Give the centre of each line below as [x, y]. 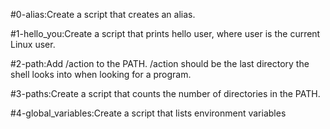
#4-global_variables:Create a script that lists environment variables [148, 113]
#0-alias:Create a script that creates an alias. [103, 14]
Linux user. [33, 44]
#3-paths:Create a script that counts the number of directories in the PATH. [165, 93]
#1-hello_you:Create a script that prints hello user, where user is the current [165, 33]
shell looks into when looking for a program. [101, 74]
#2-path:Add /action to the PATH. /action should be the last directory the [160, 63]
